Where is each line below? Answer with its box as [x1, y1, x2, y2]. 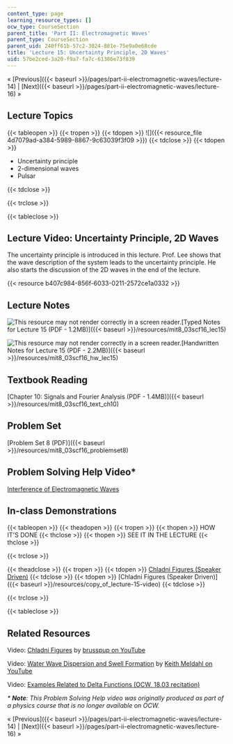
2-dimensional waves [17, 164, 79, 172]
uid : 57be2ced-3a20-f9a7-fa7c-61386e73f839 [7, 56, 136, 63]
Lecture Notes [7, 299, 70, 311]
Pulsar [17, 172, 36, 180]
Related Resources [7, 627, 90, 639]
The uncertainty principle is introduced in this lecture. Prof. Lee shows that [7, 251, 221, 259]
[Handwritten [181, 339, 219, 348]
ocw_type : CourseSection [7, 23, 79, 30]
